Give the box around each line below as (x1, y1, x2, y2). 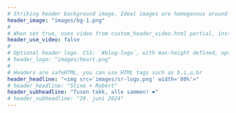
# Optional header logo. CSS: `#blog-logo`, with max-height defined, (7, 50, 218, 57)
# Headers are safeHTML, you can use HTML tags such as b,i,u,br (7, 69, 202, 76)
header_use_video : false (7, 36, 80, 44)
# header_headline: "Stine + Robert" (7, 82, 118, 89)
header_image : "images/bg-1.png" (7, 17, 105, 24)
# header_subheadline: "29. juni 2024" (7, 95, 124, 102)
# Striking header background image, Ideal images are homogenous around (7, 10, 228, 18)
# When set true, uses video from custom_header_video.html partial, (7, 29, 216, 37)
